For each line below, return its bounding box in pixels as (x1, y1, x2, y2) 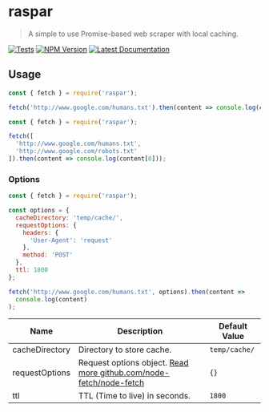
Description (117, 325, 163, 337)
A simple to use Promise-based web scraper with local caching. (27, 29, 239, 38)
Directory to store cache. (78, 344, 172, 355)
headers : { (22, 228, 59, 236)
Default (219, 321, 248, 332)
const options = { (8, 207, 70, 215)
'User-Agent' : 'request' (29, 236, 113, 244)
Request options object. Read (78, 357, 190, 369)
